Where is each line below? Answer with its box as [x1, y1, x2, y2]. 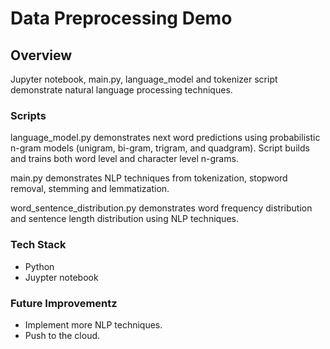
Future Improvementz [10, 296, 118, 310]
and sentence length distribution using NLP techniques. [10, 213, 239, 225]
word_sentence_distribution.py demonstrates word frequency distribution [10, 202, 313, 214]
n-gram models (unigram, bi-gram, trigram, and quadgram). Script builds [10, 142, 310, 154]
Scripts [10, 108, 47, 122]
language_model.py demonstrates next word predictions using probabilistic [10, 132, 321, 144]
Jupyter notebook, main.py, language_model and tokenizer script [10, 73, 278, 85]
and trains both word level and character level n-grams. [10, 153, 239, 165]
